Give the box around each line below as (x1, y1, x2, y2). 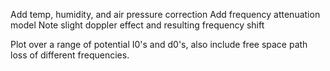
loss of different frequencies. (10, 49, 130, 61)
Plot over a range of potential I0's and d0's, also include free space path (10, 39, 308, 50)
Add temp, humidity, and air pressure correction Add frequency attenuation (10, 9, 321, 20)
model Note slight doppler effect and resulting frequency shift (10, 19, 265, 31)
